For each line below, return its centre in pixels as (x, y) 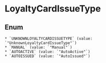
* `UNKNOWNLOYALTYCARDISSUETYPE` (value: (49, 38)
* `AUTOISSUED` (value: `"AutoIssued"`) (48, 56)
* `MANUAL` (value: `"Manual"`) (38, 47)
